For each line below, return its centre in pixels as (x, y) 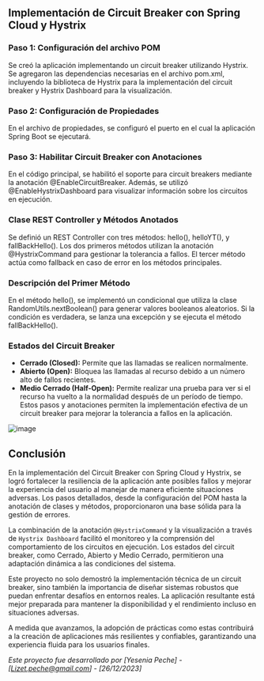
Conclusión (37, 454)
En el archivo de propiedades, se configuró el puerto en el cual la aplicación (132, 128)
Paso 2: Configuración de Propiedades (84, 111)
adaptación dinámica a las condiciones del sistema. (92, 563)
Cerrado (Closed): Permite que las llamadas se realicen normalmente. (134, 363)
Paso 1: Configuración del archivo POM (84, 48)
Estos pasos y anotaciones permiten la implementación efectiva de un (134, 405)
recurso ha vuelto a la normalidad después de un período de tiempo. (131, 397)
